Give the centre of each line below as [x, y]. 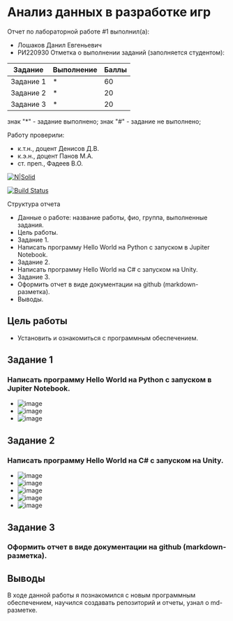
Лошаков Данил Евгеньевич [60, 45]
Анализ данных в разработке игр [109, 12]
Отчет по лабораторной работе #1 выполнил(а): [78, 31]
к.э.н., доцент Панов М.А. [55, 156]
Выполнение [75, 69]
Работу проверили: [36, 135]
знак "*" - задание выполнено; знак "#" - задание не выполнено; [104, 121]
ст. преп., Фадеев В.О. [50, 163]
